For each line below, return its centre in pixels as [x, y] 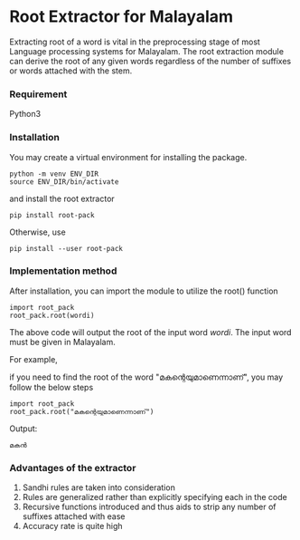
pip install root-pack [52, 215]
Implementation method [63, 271]
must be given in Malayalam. [62, 342]
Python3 [25, 114]
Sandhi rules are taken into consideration [99, 487]
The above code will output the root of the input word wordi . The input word [150, 332]
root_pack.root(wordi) [52, 315]
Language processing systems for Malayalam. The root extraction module [147, 51]
